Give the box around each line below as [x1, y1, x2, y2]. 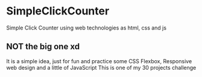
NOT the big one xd [6, 42, 80, 52]
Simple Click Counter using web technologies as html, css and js [6, 24, 167, 31]
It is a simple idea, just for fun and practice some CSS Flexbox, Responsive [6, 57, 192, 64]
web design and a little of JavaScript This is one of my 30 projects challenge [6, 64, 197, 71]
